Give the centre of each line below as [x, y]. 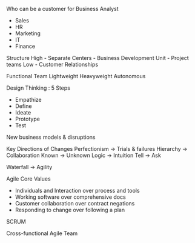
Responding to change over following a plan [70, 210]
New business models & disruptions [51, 137]
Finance [25, 46]
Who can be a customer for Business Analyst [63, 9]
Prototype [28, 119]
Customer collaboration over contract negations [75, 203]
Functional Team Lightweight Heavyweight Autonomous [76, 76]
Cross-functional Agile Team [42, 233]
